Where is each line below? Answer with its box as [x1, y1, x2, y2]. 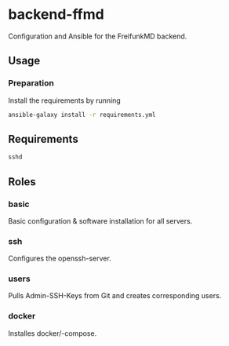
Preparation [8, 78, 55, 89]
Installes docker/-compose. [8, 328, 97, 338]
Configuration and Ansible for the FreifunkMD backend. [8, 31, 187, 41]
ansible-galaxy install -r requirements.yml [8, 111, 156, 118]
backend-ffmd [8, 5, 104, 24]
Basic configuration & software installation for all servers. [8, 216, 193, 225]
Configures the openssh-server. [8, 253, 111, 264]
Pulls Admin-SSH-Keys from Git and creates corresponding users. [8, 291, 222, 300]
